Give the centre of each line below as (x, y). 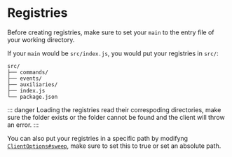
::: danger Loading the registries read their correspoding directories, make (114, 109)
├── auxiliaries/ (33, 84)
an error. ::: (23, 125)
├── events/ (25, 78)
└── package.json (33, 97)
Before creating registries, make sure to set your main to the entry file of (111, 32)
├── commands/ (28, 72)
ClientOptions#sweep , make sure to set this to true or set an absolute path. (114, 146)
